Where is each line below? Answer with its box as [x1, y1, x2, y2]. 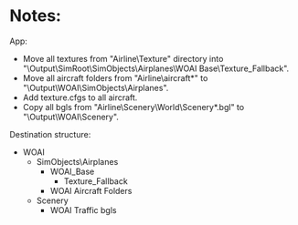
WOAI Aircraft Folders [49, 185, 133, 196]
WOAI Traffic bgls [49, 204, 117, 215]
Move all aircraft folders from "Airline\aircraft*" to [22, 72, 208, 83]
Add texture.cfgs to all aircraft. [22, 92, 138, 103]
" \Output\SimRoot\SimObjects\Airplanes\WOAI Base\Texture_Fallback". [22, 63, 290, 74]
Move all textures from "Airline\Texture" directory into [22, 53, 224, 64]
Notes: [9, 5, 62, 26]
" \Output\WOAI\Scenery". [22, 111, 119, 122]
